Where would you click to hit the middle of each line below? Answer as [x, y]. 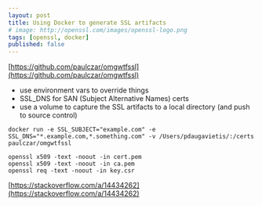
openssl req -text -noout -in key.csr [71, 171]
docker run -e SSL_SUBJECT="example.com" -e [82, 130]
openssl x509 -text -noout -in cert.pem [75, 157]
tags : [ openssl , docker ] [49, 37]
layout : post [29, 15]
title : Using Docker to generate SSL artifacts [87, 23]
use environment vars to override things [84, 90]
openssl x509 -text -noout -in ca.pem [71, 164]
